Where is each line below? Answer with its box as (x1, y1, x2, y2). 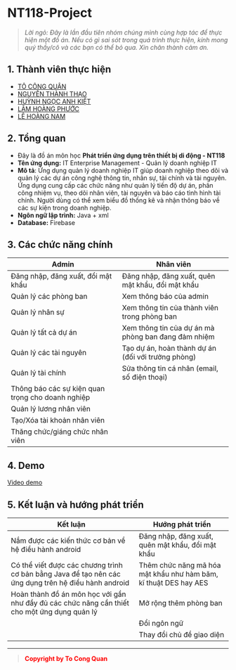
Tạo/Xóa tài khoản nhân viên (11, 415, 105, 425)
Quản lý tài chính (11, 368, 67, 378)
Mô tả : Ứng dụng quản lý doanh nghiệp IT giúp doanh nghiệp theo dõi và (17, 166, 229, 174)
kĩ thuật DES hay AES (138, 578, 209, 588)
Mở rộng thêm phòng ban (138, 598, 223, 607)
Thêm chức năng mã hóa (138, 560, 221, 570)
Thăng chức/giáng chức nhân (11, 427, 109, 437)
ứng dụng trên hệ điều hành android (11, 578, 130, 588)
